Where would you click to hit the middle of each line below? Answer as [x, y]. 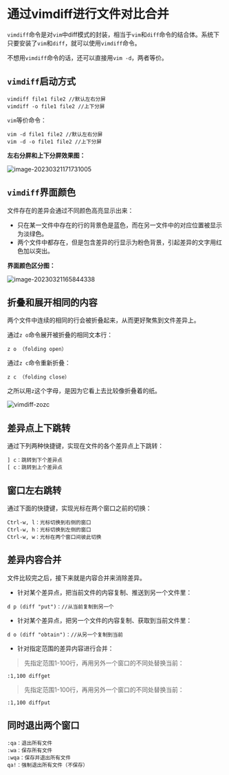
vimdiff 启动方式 [42, 82]
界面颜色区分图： [31, 265]
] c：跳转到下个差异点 [35, 460]
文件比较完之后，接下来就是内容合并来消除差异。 [76, 577]
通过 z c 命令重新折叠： [39, 363]
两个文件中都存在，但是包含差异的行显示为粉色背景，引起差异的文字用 [117, 242]
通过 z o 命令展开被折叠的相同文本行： [60, 335]
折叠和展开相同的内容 [52, 302]
